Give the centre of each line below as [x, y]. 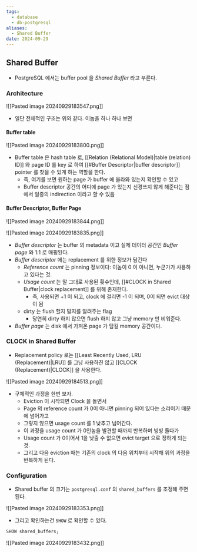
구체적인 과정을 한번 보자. [44, 394]
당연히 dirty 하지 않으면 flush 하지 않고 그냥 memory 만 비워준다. [107, 318]
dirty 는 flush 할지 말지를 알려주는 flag [68, 311]
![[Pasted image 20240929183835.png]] [55, 233]
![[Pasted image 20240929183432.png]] [55, 543]
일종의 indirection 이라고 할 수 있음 [75, 194]
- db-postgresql [31, 22]
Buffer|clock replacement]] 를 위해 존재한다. [76, 289]
